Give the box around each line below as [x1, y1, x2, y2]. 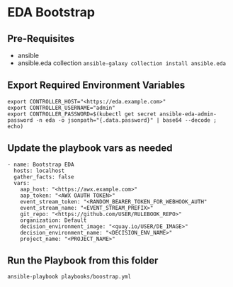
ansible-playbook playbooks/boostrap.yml [7, 274, 132, 281]
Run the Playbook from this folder [7, 254, 159, 266]
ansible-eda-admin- [159, 111, 217, 118]
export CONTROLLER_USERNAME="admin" [7, 104, 115, 111]
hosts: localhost [13, 167, 65, 174]
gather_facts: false [13, 173, 74, 181]
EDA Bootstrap [7, 4, 96, 21]
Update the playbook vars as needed [7, 142, 173, 154]
